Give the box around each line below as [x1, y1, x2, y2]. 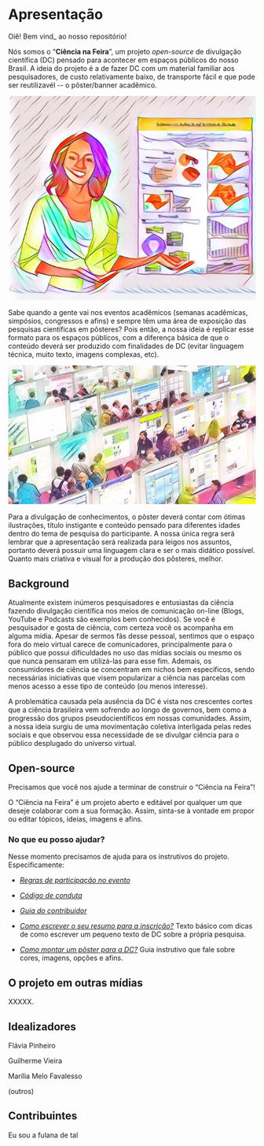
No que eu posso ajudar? [8, 833, 105, 844]
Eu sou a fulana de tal [8, 1130, 79, 1140]
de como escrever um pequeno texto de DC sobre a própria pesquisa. [19, 929, 246, 939]
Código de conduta [19, 891, 82, 900]
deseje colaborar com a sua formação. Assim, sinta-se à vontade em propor [8, 806, 255, 815]
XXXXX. [8, 997, 34, 1007]
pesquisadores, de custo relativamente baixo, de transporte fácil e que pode [8, 72, 255, 81]
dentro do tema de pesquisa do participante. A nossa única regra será [8, 529, 235, 539]
